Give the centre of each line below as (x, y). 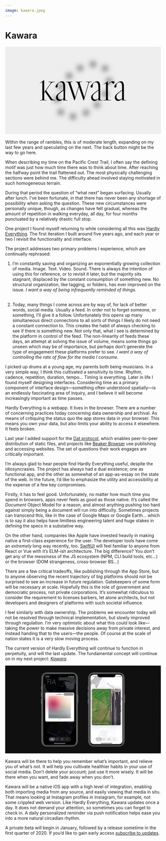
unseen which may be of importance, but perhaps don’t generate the (83, 347)
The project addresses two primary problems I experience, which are (75, 249)
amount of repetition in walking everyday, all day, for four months (71, 214)
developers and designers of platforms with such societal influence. (74, 603)
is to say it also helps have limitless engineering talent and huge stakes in (80, 521)
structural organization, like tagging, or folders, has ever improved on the (86, 285)
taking (12, 628)
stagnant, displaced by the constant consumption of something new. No (85, 279)
